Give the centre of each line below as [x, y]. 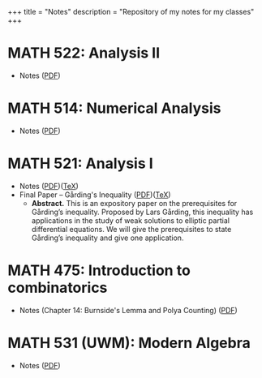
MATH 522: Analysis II [84, 53]
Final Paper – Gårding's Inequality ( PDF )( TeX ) [95, 195]
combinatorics [58, 288]
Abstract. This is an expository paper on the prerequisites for [134, 203]
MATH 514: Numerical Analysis [114, 108]
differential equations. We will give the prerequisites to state [131, 229]
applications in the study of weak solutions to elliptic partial [131, 220]
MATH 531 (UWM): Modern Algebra [129, 343]
